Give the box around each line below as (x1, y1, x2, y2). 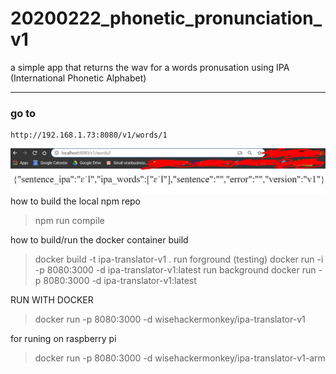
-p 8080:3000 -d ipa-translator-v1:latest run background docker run (34, 263, 317, 276)
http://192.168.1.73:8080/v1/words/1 (10, 130, 168, 141)
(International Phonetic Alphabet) (10, 72, 147, 84)
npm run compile (34, 214, 105, 226)
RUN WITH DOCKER (10, 293, 94, 306)
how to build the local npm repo (10, 195, 142, 207)
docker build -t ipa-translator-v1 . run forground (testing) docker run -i (34, 253, 324, 265)
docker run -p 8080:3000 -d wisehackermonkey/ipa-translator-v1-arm (34, 352, 326, 364)
